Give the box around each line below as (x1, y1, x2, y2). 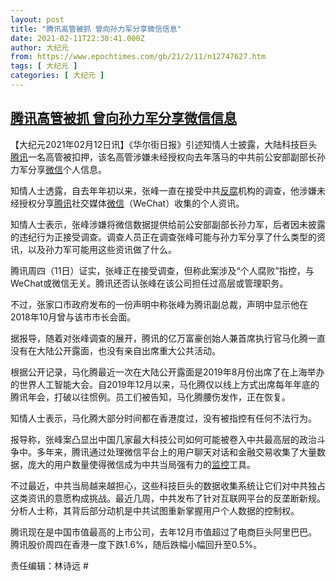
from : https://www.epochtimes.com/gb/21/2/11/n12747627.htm (10, 52, 267, 62)
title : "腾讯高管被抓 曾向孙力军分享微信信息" (10, 24, 182, 34)
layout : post (10, 14, 65, 25)
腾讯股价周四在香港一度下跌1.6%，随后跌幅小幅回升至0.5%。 (10, 538, 263, 550)
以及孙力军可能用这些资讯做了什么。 (27, 243, 177, 255)
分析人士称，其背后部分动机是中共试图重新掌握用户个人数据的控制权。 (10, 504, 300, 516)
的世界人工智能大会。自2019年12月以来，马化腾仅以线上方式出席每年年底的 (10, 378, 320, 390)
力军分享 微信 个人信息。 (10, 163, 107, 175)
